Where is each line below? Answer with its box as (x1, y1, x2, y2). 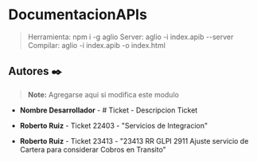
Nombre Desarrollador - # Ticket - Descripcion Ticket (19, 105, 198, 115)
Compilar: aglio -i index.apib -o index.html (27, 40, 165, 49)
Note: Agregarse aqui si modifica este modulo (27, 89, 179, 99)
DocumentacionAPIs (8, 6, 147, 24)
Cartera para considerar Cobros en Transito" (19, 144, 167, 154)
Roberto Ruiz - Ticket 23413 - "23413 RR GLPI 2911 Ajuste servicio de (19, 136, 249, 145)
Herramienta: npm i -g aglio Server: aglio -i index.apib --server (27, 32, 234, 41)
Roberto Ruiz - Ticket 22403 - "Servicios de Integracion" (19, 121, 208, 130)
